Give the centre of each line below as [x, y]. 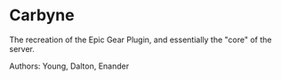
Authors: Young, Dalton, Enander [69, 66]
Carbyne [42, 15]
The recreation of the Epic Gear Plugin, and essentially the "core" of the [140, 40]
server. [22, 48]
